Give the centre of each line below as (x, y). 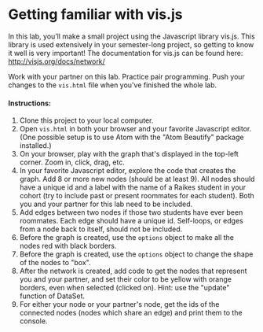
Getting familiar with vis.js (95, 15)
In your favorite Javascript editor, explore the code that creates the (128, 171)
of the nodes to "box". (55, 263)
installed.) (36, 146)
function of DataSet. (52, 296)
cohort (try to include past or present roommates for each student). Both (137, 196)
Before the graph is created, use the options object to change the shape (136, 254)
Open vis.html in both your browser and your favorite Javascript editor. (135, 129)
